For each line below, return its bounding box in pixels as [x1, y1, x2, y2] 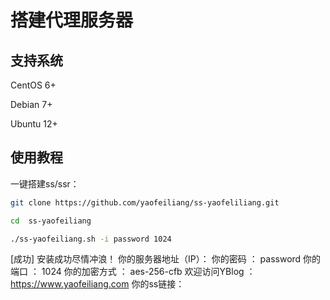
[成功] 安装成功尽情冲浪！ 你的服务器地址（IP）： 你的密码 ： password [10, 253, 302, 265]
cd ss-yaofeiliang [10, 216, 92, 226]
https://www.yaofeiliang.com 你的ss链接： [10, 278, 185, 290]
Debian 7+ [10, 99, 53, 110]
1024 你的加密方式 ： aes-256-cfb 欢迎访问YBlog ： [41, 266, 256, 278]
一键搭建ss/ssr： [10, 177, 80, 190]
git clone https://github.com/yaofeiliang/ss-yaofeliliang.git [10, 197, 280, 208]
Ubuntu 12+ [10, 118, 58, 130]
